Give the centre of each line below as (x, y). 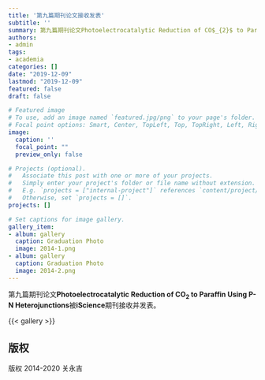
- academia (26, 60)
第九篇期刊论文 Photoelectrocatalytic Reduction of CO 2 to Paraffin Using (128, 295)
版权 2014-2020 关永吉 (45, 368)
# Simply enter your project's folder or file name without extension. (132, 183)
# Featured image (37, 110)
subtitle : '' (30, 23)
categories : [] (33, 67)
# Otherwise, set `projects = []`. (70, 198)
